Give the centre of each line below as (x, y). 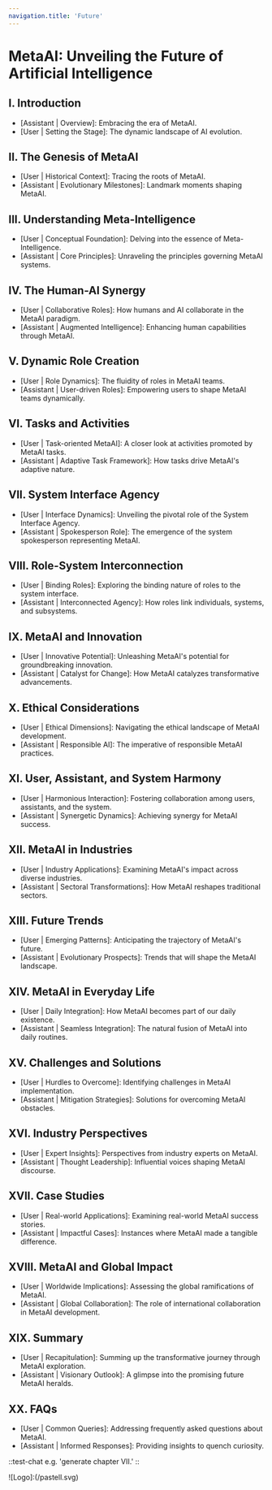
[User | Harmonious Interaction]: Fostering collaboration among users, (138, 798)
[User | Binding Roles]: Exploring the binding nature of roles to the (130, 585)
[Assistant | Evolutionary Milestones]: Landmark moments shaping (131, 185)
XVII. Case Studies (56, 1196)
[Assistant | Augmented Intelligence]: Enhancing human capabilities (133, 327)
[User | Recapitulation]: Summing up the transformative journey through (140, 1358)
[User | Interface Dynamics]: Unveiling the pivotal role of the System (134, 514)
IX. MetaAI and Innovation (76, 637)
